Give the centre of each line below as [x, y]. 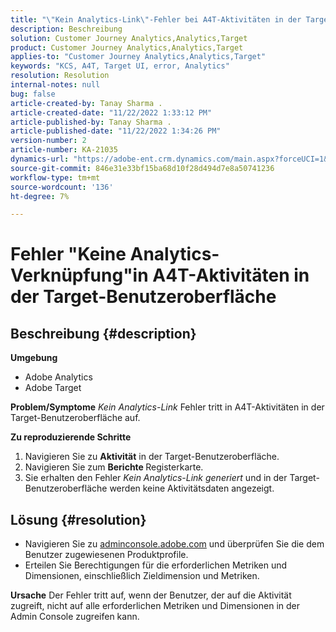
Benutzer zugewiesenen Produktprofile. [106, 555]
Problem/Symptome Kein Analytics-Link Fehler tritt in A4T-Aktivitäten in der [167, 407]
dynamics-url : [40, 159]
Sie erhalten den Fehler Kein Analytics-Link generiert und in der [156, 478]
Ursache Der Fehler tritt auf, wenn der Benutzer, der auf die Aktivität [151, 595]
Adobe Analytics [58, 377]
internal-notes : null [55, 85]
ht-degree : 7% [40, 196]
